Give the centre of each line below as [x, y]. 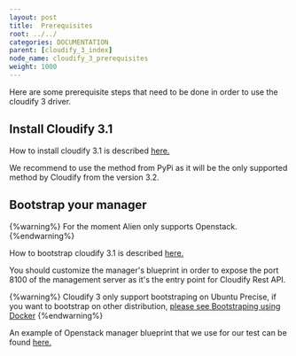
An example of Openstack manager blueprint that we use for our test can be [148, 332]
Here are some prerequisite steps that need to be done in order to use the [144, 92]
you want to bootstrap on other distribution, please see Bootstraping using [145, 306]
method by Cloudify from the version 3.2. [84, 177]
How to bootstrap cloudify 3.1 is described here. [97, 252]
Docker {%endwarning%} [56, 315]
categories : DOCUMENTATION [59, 42]
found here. [30, 342]
